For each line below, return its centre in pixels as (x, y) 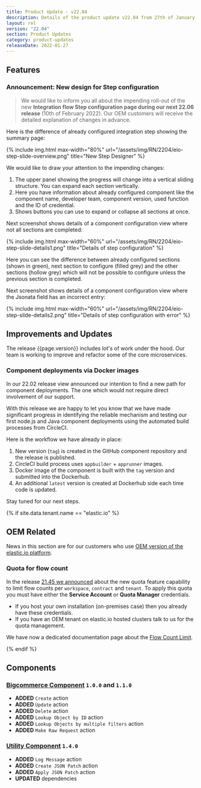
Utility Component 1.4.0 (42, 746)
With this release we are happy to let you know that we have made (88, 408)
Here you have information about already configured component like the (104, 192)
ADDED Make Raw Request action (55, 730)
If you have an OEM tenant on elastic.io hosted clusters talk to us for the (104, 619)
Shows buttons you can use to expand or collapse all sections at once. (102, 212)
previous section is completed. (44, 279)
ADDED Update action (42, 705)
